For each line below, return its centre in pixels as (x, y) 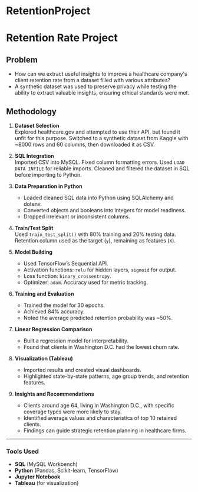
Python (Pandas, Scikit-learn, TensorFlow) (67, 471)
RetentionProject (48, 11)
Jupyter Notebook (37, 477)
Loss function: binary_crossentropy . (67, 276)
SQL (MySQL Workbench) (46, 464)
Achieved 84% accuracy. (54, 311)
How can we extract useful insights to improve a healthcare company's (101, 74)
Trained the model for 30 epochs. (64, 305)
